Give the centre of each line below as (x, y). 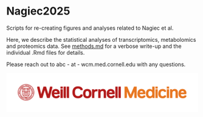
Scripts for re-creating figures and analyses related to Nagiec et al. (90, 28)
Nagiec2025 (38, 11)
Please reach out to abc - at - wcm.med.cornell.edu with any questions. (96, 64)
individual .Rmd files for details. (46, 52)
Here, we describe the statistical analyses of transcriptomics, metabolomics (101, 39)
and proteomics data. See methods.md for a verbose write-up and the (94, 46)
